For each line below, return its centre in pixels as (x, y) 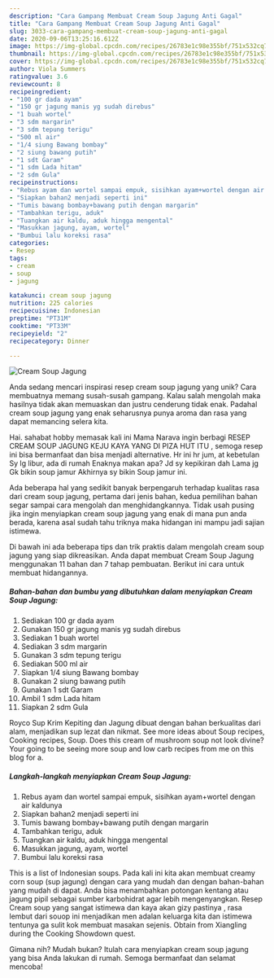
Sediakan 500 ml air (54, 664)
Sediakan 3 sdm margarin (64, 647)
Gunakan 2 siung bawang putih (73, 682)
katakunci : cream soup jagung (61, 296)
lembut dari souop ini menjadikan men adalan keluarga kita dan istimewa (131, 916)
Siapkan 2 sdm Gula (54, 707)
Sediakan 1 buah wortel (60, 638)
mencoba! (26, 967)
